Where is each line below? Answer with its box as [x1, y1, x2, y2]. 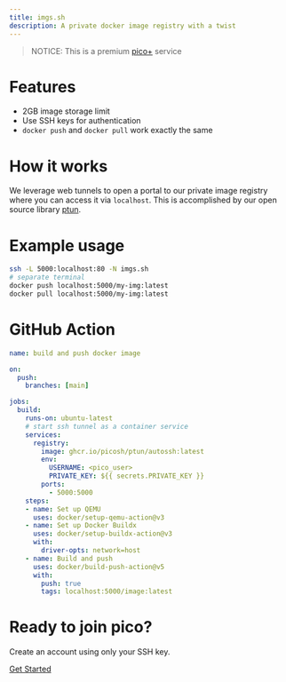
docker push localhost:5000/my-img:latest [9, 282, 169, 290]
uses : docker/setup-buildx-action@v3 [32, 529, 173, 538]
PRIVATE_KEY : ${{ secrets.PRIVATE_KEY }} [48, 472, 204, 480]
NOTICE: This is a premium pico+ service [30, 45, 182, 56]
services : [25, 430, 62, 440]
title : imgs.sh [9, 12, 66, 22]
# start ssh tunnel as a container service [25, 422, 189, 431]
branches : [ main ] [25, 381, 90, 391]
